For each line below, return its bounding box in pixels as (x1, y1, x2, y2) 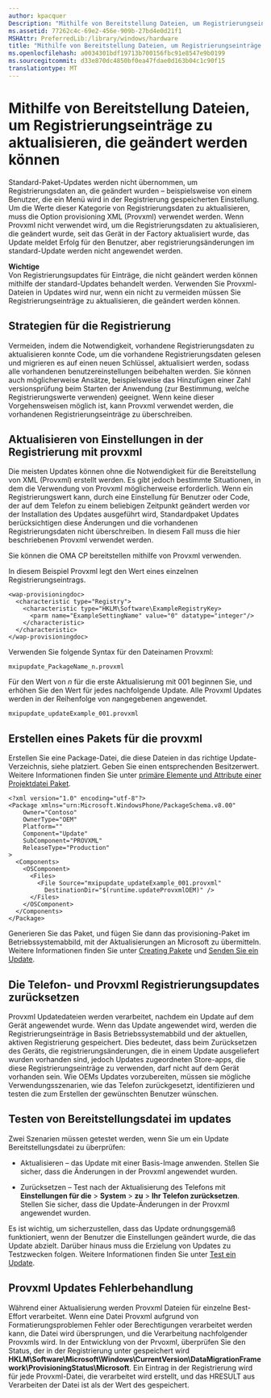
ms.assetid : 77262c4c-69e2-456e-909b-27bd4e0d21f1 (8, 27, 182, 35)
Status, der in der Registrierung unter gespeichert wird (8, 1346, 190, 1355)
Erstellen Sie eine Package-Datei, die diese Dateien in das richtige (8, 753, 227, 763)
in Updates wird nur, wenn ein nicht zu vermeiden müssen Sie (35, 287, 241, 297)
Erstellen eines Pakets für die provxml (8, 731, 203, 745)
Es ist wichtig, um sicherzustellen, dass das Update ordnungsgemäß (8, 1224, 236, 1233)
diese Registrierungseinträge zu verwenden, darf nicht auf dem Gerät (8, 1063, 240, 1073)
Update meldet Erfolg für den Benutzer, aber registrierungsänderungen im (8, 237, 255, 247)
